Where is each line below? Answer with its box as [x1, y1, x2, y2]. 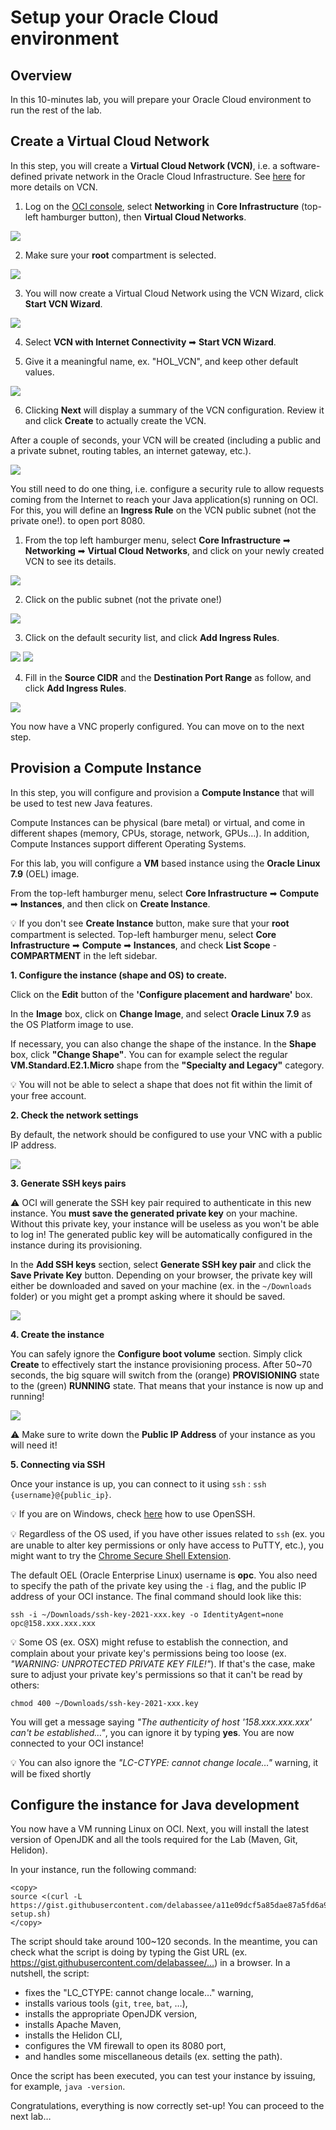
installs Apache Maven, [24, 2019, 122, 2031]
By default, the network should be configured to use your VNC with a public [10, 1128, 323, 1140]
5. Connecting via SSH [10, 1458, 106, 1470]
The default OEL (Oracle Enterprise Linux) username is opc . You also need [10, 1569, 318, 1581]
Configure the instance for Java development [10, 1797, 300, 1814]
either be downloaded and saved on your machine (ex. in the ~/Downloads [10, 1279, 312, 1291]
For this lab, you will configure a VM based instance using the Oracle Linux [10, 857, 321, 869]
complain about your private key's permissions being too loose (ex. [10, 1647, 287, 1659]
